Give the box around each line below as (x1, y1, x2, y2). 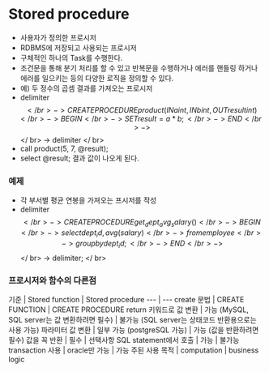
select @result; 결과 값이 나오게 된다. (19, 153, 139, 163)
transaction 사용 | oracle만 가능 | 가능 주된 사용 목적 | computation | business (8, 345, 259, 355)
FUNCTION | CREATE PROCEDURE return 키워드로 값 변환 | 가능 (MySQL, (8, 305, 250, 314)
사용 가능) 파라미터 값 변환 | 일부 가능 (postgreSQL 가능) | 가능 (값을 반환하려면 (8, 325, 259, 335)
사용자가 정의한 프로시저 (19, 32, 97, 42)
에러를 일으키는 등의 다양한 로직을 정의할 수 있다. (19, 73, 174, 83)
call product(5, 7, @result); (19, 143, 109, 153)
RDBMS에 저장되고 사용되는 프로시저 (19, 42, 137, 53)
